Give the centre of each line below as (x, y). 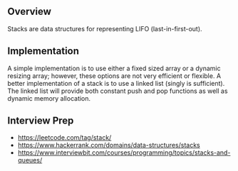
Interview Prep (41, 121)
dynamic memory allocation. (49, 98)
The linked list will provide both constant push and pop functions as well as (118, 91)
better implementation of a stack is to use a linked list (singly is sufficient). (116, 83)
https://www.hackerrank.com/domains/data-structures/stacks (109, 145)
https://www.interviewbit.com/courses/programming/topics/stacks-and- (124, 153)
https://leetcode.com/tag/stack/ (64, 138)
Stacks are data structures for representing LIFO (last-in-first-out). (105, 28)
